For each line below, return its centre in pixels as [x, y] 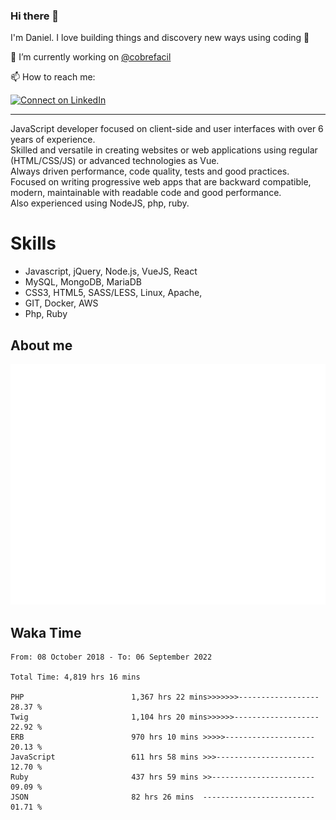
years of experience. [53, 140]
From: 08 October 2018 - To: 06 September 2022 [111, 657]
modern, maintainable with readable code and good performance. [146, 193]
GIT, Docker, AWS [61, 303]
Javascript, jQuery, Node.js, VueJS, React [111, 271]
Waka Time [46, 632]
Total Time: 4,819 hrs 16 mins [75, 677]
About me [41, 345]
